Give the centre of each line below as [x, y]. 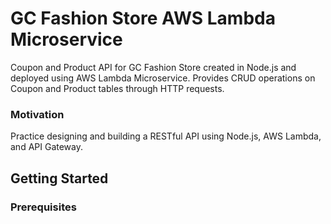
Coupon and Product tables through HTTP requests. [117, 88]
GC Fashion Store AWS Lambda [143, 18]
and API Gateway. [46, 147]
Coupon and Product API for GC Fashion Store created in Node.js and [153, 67]
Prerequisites [43, 207]
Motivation [37, 114]
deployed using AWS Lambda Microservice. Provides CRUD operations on [163, 78]
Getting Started [59, 178]
